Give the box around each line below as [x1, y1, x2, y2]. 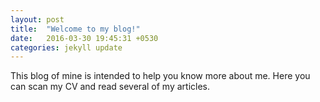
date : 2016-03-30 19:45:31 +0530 [10, 33, 159, 43]
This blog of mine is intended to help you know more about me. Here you [10, 70, 311, 82]
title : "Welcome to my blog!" [10, 24, 141, 34]
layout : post [10, 14, 65, 25]
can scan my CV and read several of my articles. [10, 81, 211, 93]
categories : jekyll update [10, 42, 123, 53]
